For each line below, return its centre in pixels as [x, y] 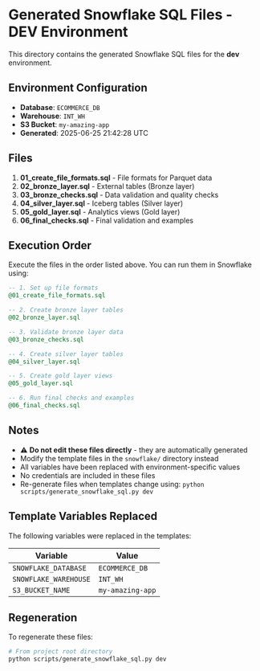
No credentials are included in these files [87, 475]
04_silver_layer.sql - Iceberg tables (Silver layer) [101, 203]
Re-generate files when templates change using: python [112, 484]
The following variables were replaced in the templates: [100, 535]
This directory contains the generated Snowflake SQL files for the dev [124, 54]
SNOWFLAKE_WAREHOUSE [51, 579]
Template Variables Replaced [83, 516]
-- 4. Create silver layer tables [66, 354]
